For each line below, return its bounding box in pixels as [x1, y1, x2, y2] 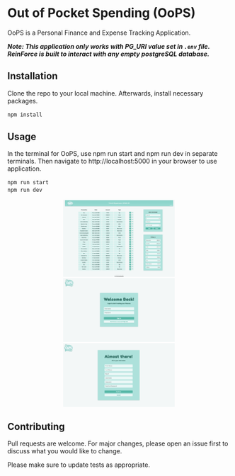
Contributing [7, 420, 65, 433]
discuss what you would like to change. [7, 447, 122, 455]
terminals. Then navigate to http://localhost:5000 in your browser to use [7, 157, 217, 166]
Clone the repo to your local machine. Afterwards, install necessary [7, 89, 204, 97]
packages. [7, 96, 38, 105]
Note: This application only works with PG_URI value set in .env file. [7, 42, 210, 50]
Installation [7, 70, 58, 82]
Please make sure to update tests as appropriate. [7, 460, 151, 469]
